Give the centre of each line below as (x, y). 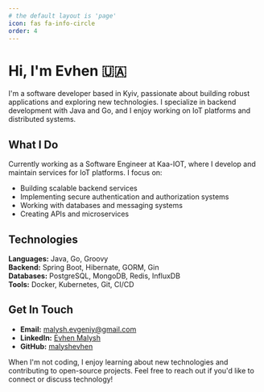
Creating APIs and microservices (74, 214)
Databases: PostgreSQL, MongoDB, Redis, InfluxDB (95, 276)
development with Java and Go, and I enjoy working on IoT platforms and (130, 111)
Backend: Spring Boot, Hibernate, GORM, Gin (84, 267)
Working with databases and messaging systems (101, 206)
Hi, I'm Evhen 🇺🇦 (68, 71)
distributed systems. (42, 119)
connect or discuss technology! (61, 379)
